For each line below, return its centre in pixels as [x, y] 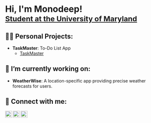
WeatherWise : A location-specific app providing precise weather [79, 81]
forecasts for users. [32, 86]
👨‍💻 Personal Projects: [39, 36]
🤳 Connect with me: [36, 102]
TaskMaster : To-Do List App [41, 48]
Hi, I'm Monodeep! [44, 9]
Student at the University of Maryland [71, 19]
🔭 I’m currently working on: [48, 69]
